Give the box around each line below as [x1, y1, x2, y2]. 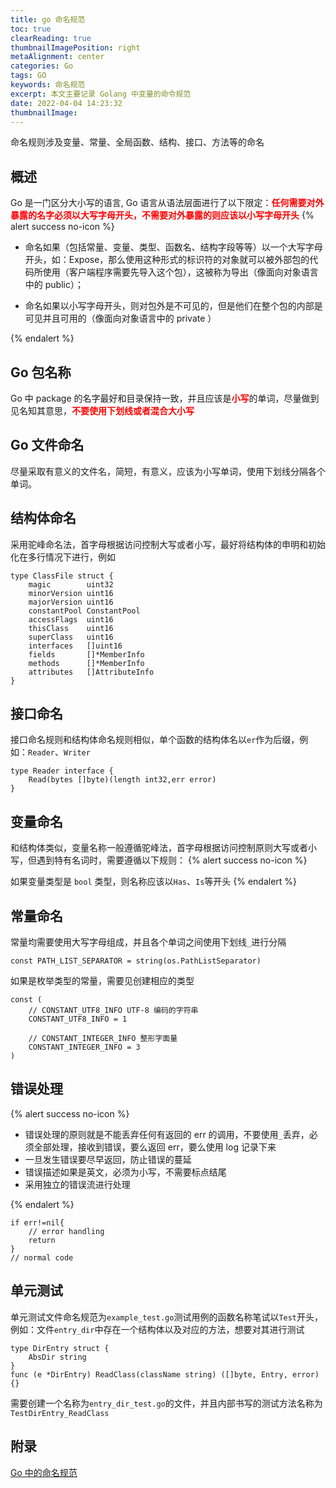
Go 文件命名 [10, 437, 85, 454]
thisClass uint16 [28, 623, 114, 633]
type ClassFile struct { [10, 571, 114, 581]
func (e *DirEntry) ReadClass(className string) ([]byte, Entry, [10, 1369, 288, 1380]
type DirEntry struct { [10, 1343, 110, 1353]
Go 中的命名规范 [10, 1466, 78, 1478]
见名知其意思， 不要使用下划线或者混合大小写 [10, 405, 195, 416]
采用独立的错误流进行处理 [24, 1178, 131, 1190]
